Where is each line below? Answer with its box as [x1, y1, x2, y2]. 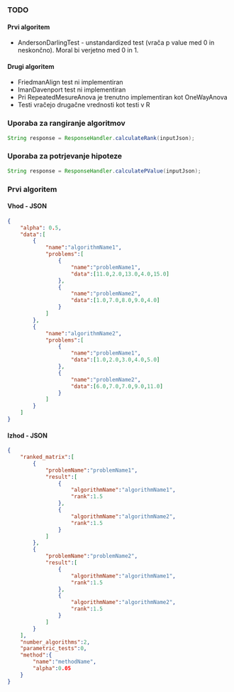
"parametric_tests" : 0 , [20, 645, 87, 652]
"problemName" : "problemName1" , [45, 467, 138, 474]
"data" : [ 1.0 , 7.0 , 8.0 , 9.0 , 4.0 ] [70, 297, 160, 304]
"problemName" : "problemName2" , [45, 553, 138, 560]
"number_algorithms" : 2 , [20, 638, 91, 646]
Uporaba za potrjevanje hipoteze [7, 151, 123, 161]
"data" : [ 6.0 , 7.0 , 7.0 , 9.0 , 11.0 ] [70, 382, 163, 390]
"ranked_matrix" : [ [20, 453, 74, 460]
